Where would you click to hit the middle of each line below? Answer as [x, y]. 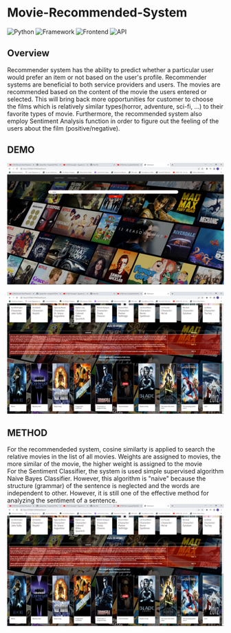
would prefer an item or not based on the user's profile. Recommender [107, 77]
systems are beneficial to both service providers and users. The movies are [114, 85]
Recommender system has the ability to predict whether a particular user [111, 69]
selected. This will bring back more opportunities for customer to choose [110, 99]
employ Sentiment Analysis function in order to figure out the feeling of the [113, 121]
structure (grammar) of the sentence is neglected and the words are [103, 486]
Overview [29, 53]
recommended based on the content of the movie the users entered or [107, 91]
